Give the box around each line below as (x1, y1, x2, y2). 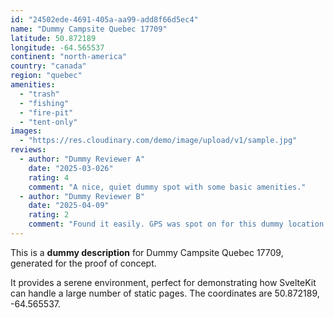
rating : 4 (28, 172, 70, 183)
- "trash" (19, 89, 60, 99)
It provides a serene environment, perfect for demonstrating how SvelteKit (10, 276, 317, 288)
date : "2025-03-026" (28, 163, 114, 173)
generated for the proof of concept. (10, 257, 157, 269)
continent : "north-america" (10, 52, 128, 62)
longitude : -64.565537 (10, 42, 105, 53)
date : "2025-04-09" (28, 201, 110, 211)
